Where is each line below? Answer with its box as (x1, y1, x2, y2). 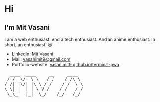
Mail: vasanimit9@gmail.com (11, 56, 71, 62)
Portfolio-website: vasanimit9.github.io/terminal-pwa (11, 62, 119, 67)
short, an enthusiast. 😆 (4, 42, 53, 48)
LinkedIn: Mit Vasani (11, 51, 53, 57)
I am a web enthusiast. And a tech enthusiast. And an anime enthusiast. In (4, 36, 156, 42)
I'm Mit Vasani (4, 23, 50, 32)
